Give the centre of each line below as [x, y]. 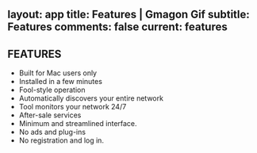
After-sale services [50, 115]
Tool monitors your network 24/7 [73, 107]
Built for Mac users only [58, 73]
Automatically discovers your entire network [91, 98]
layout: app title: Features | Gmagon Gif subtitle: [129, 15]
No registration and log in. [61, 140]
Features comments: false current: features [117, 27]
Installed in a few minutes [60, 82]
